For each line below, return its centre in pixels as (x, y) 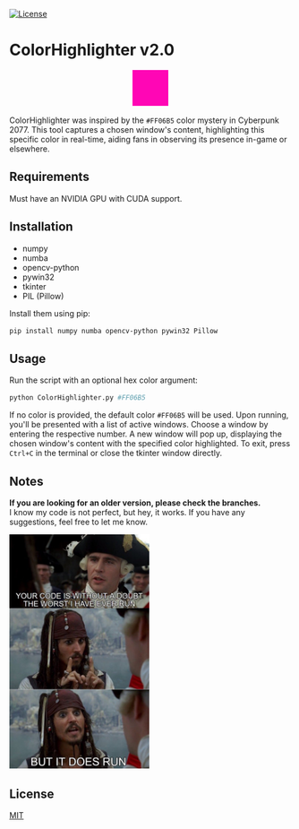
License (32, 794)
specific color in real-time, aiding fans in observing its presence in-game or (148, 139)
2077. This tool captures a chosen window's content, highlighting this (137, 129)
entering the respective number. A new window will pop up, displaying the (145, 434)
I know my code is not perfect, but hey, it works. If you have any (128, 512)
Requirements (49, 177)
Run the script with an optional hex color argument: (104, 380)
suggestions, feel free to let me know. (79, 522)
